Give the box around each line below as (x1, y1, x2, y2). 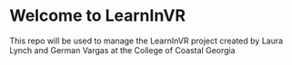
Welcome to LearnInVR (9, 5, 186, 26)
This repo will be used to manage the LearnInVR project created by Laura (9, 35, 284, 46)
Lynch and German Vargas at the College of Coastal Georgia (9, 44, 236, 55)
